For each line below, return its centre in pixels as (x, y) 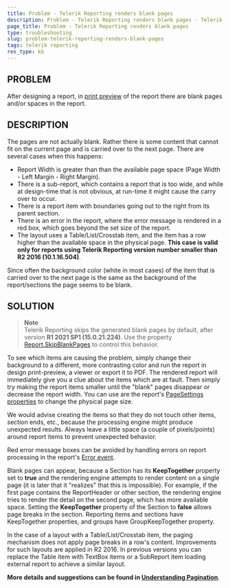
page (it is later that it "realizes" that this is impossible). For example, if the (112, 485)
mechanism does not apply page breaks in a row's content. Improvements (112, 542)
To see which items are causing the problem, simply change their (99, 358)
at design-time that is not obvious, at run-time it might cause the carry (116, 191)
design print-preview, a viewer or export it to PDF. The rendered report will (112, 373)
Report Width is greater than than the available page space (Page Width (119, 169)
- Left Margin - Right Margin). (59, 176)
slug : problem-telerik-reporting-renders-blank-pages (86, 39)
